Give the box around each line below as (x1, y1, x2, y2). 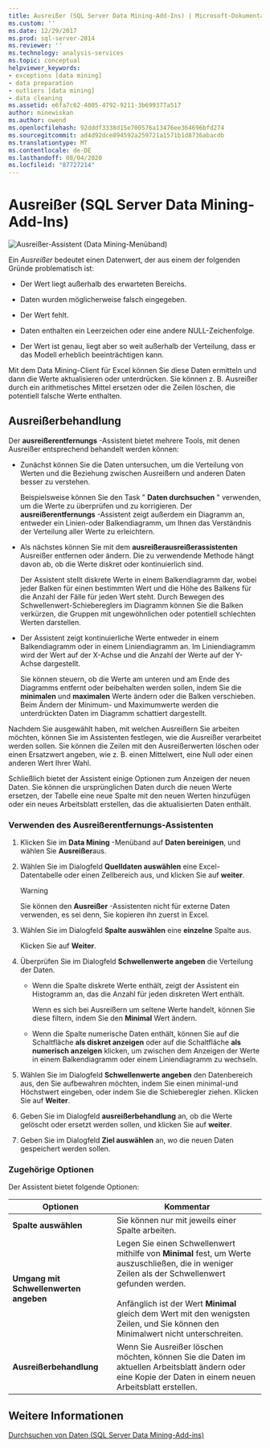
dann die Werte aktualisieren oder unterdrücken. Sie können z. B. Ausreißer (8, 374, 259, 384)
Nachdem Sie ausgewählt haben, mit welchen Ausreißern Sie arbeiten (8, 724, 239, 734)
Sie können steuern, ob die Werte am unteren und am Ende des (19, 674, 231, 684)
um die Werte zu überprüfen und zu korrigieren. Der (19, 501, 193, 510)
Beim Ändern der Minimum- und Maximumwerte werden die (19, 700, 219, 710)
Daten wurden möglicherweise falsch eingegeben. (19, 295, 187, 305)
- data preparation (8, 79, 74, 87)
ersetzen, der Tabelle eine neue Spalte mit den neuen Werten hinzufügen (8, 791, 251, 800)
